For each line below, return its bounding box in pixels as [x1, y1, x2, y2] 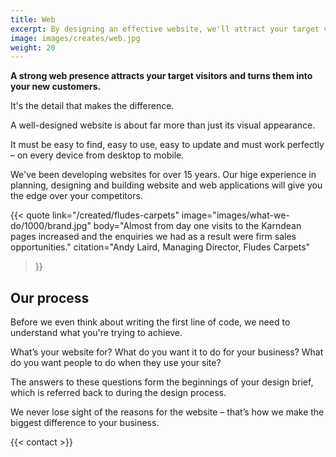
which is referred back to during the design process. [10, 387, 227, 399]
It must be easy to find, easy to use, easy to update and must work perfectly [10, 139, 325, 151]
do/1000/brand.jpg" [10, 220, 92, 232]
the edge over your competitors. [10, 190, 143, 202]
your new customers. [10, 81, 102, 93]
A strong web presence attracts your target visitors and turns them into [10, 70, 313, 82]
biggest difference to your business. [10, 417, 160, 429]
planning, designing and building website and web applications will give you [10, 179, 323, 191]
